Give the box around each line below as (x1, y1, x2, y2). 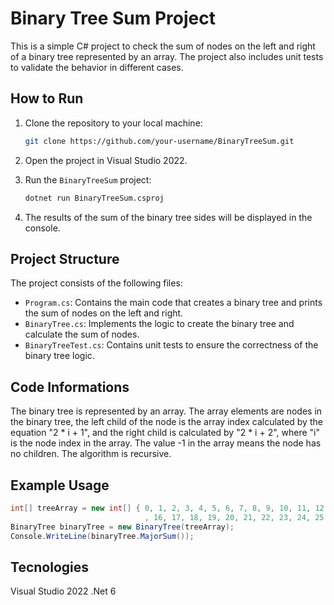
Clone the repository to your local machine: (24, 117, 203, 129)
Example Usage (10, 477, 110, 494)
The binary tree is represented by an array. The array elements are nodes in (10, 405, 323, 417)
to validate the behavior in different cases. (10, 61, 184, 73)
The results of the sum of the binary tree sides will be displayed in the (24, 211, 313, 223)
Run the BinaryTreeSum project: (24, 173, 152, 186)
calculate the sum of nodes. (24, 328, 140, 341)
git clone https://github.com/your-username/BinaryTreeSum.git (24, 136, 295, 146)
